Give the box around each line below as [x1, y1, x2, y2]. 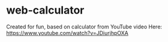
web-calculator [6, 4, 85, 17]
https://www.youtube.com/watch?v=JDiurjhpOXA [6, 29, 129, 36]
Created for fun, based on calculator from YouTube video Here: [6, 23, 163, 30]
